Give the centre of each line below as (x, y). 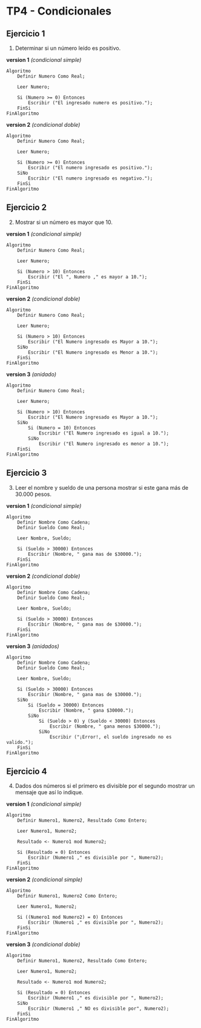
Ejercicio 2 (27, 208)
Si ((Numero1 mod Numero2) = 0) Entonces (70, 918)
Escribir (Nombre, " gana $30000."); (86, 710)
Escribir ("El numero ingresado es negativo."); (91, 178)
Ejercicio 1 (26, 34)
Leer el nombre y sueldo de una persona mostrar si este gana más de (102, 487)
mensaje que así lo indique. (49, 793)
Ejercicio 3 (27, 473)
